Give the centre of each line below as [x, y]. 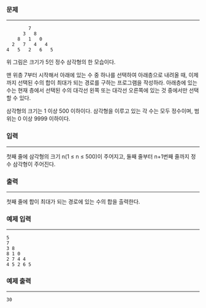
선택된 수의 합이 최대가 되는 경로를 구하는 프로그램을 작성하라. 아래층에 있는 [108, 83]
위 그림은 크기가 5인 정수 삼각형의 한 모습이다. [61, 62]
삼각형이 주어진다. [34, 164]
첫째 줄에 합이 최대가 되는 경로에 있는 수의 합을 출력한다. [73, 201]
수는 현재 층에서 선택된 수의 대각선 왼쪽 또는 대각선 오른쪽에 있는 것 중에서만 [97, 91]
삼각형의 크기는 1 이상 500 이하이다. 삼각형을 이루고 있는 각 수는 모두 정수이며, [100, 111]
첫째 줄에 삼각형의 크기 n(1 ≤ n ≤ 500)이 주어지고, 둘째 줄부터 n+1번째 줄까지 [98, 156]
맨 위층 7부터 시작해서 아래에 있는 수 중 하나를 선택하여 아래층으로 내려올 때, [97, 75]
